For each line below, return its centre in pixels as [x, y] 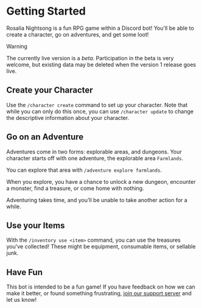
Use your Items [36, 226]
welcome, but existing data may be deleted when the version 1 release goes [101, 65]
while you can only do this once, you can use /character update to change [100, 111]
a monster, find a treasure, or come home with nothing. [75, 188]
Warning [17, 46]
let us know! [22, 300]
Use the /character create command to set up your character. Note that [97, 105]
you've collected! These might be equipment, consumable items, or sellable [101, 247]
